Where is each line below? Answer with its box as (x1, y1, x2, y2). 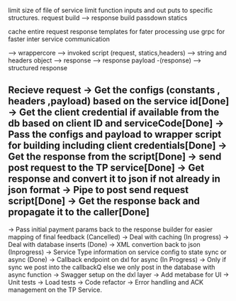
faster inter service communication (8, 35, 111, 43)
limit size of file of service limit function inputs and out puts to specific (8, 6, 213, 14)
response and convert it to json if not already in (8, 173, 220, 185)
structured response (8, 64, 68, 72)
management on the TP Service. (8, 285, 102, 294)
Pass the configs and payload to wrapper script (8, 128, 222, 141)
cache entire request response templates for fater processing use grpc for (8, 28, 225, 35)
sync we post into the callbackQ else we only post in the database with (8, 263, 215, 271)
